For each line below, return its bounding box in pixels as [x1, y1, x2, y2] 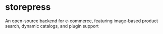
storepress [5, 1, 51, 13]
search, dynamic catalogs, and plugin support [5, 23, 99, 29]
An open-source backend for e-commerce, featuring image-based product [5, 18, 159, 24]
